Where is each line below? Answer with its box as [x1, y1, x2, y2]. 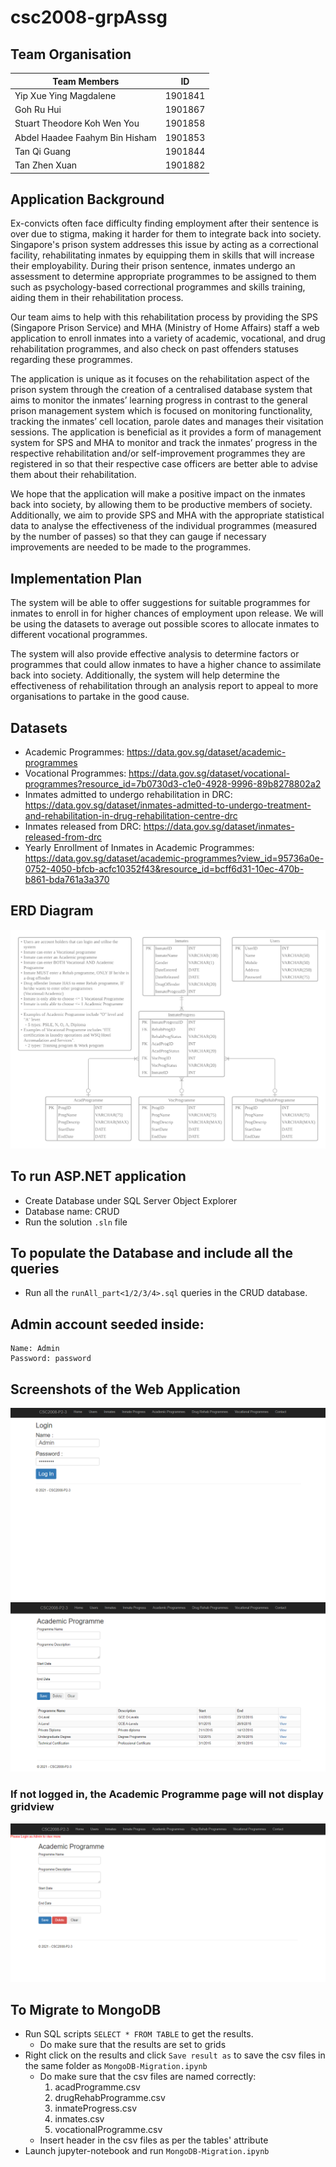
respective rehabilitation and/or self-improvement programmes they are [10, 447, 306, 460]
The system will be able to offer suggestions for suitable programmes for [10, 597, 311, 609]
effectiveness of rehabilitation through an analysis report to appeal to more [10, 680, 319, 692]
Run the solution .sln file [24, 1216, 128, 1228]
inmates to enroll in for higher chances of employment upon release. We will [10, 607, 324, 620]
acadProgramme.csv [54, 2081, 141, 2093]
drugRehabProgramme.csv [54, 2092, 166, 2104]
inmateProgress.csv [54, 2102, 138, 2115]
